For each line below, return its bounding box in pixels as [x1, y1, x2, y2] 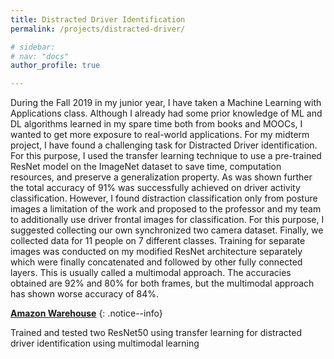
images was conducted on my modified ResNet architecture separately [10, 246, 303, 258]
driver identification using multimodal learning [10, 337, 200, 350]
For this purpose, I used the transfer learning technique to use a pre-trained [10, 150, 322, 162]
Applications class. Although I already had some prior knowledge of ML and [10, 107, 323, 120]
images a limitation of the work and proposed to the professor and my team [10, 203, 322, 215]
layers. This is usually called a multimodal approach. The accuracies [10, 267, 292, 279]
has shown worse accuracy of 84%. [10, 288, 160, 300]
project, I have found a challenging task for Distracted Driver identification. [10, 139, 318, 151]
